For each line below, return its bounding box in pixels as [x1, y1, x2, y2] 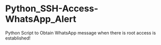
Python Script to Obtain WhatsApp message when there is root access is [5, 30, 156, 36]
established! [5, 35, 31, 41]
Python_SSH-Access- [5, 3, 99, 14]
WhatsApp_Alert [5, 13, 76, 25]
